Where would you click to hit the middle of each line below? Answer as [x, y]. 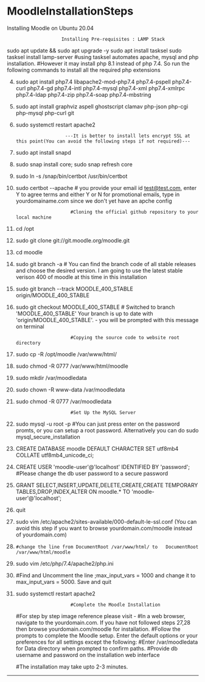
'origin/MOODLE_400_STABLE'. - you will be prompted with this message [107, 320]
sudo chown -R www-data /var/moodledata [70, 389]
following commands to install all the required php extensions [84, 70]
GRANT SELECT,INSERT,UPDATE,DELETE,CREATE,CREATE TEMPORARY [107, 485]
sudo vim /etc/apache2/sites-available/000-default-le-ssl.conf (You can [106, 521]
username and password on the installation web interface [88, 655]
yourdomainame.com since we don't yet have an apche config [94, 201]
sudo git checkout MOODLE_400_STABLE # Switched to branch [95, 307]
